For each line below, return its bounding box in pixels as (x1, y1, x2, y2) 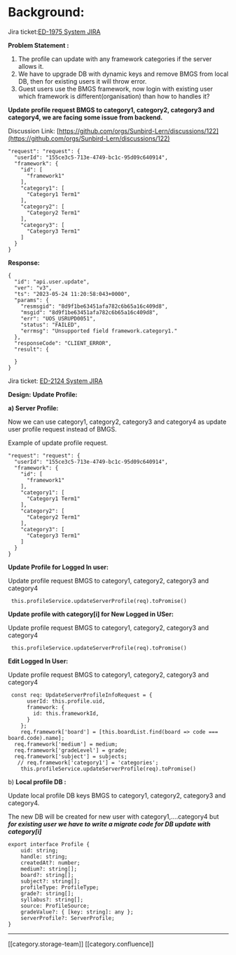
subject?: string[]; (20, 878, 81, 885)
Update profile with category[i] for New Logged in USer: (8, 609, 174, 618)
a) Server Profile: (8, 403, 59, 412)
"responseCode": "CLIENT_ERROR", (14, 339, 112, 346)
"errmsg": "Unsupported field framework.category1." (20, 327, 178, 334)
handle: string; (20, 853, 69, 860)
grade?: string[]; (20, 890, 74, 897)
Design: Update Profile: (8, 390, 78, 398)
